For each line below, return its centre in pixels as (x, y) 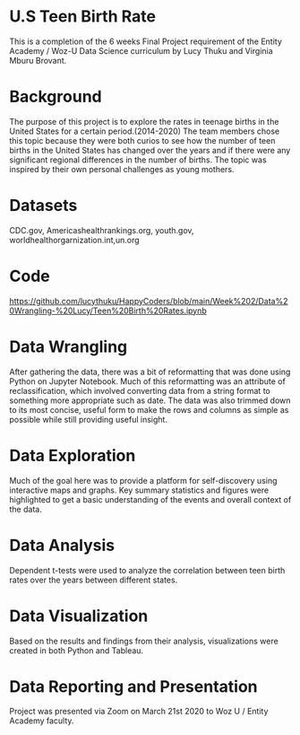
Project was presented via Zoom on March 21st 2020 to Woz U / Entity (139, 712)
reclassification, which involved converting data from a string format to (140, 390)
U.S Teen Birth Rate (83, 17)
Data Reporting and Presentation (133, 686)
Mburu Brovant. (38, 60)
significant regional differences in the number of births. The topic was (138, 160)
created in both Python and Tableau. (77, 650)
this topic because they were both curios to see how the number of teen (142, 140)
